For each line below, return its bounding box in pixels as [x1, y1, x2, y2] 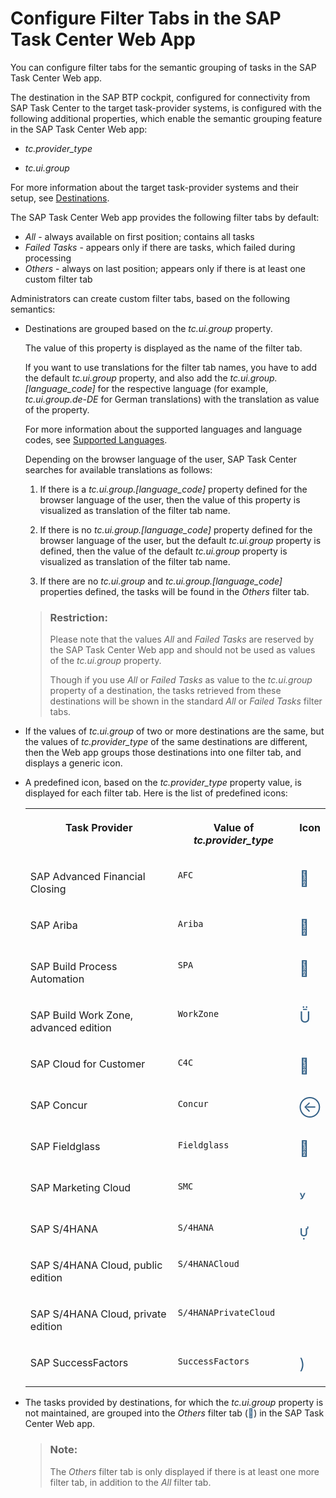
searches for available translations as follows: [24, 463, 213, 476]
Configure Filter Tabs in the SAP [10, 7, 282, 30]
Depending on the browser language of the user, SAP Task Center [24, 453, 297, 465]
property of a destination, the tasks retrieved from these [49, 685, 282, 697]
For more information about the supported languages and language [24, 423, 303, 435]
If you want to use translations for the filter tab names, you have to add [24, 361, 317, 373]
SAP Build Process [29, 960, 118, 974]
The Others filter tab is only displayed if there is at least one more [49, 1465, 320, 1477]
